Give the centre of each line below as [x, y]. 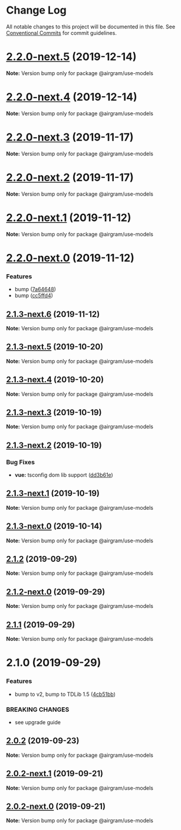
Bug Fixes [21, 462]
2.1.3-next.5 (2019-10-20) [55, 347]
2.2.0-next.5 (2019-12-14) [71, 57]
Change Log [36, 10]
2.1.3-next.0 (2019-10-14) [54, 526]
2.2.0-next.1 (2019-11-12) [69, 218]
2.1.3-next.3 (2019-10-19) [54, 412]
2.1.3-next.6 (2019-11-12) [53, 314]
